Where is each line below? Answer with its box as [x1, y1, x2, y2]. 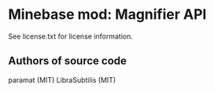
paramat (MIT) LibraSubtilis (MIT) [8, 75, 116, 84]
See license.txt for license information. [8, 31, 134, 41]
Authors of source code [8, 54, 127, 68]
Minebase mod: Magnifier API [8, 6, 207, 24]
